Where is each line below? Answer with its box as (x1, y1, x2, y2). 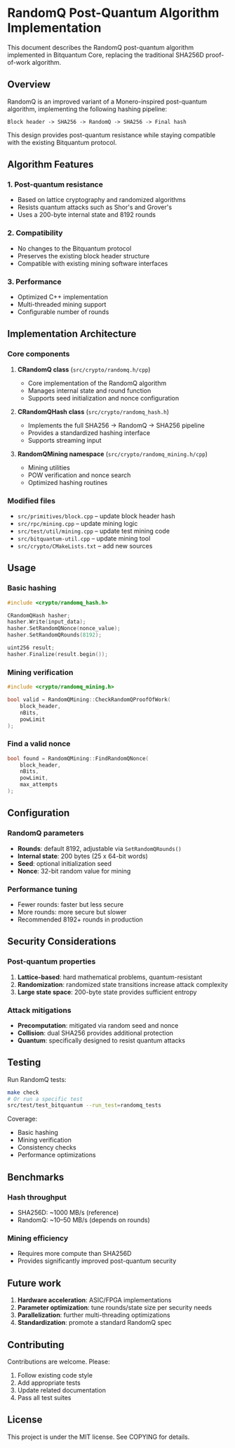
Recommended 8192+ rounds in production (17, 915, 144, 924)
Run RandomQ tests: (7, 1075, 67, 1083)
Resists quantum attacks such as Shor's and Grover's (17, 203, 173, 212)
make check (7, 1089, 39, 1096)
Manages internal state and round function (27, 386, 152, 395)
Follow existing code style (17, 1371, 93, 1379)
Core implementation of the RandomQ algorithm (27, 379, 167, 387)
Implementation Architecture (7, 328, 137, 340)
